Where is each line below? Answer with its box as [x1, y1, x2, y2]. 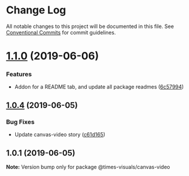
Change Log [6, 3, 66, 17]
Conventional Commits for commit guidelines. [6, 29, 116, 36]
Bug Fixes [6, 118, 35, 126]
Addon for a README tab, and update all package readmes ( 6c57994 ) [14, 83, 184, 90]
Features [6, 71, 32, 79]
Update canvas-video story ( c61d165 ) [14, 131, 105, 138]
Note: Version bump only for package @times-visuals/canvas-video [6, 163, 170, 170]
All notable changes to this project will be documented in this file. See [6, 23, 174, 30]
